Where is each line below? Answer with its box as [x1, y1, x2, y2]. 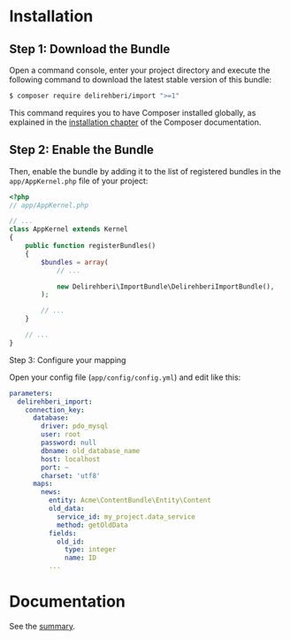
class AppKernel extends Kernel [9, 225, 128, 234]
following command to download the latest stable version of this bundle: [9, 74, 272, 85]
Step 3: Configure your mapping [9, 354, 126, 365]
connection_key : [25, 405, 86, 414]
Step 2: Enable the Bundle [9, 143, 155, 158]
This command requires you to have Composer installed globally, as [9, 107, 256, 118]
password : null [41, 438, 97, 448]
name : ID [65, 553, 97, 563]
